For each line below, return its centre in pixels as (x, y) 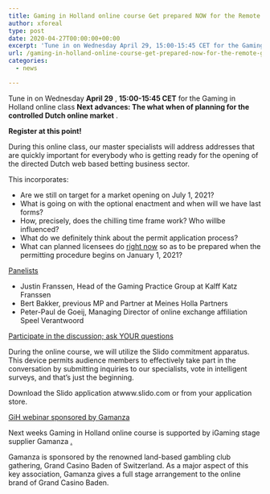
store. (18, 401)
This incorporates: (39, 179)
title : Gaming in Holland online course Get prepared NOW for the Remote (135, 16)
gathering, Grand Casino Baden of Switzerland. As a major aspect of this (129, 465)
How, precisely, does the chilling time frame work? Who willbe (123, 220)
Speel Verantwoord (52, 320)
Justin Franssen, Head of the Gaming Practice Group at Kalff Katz (129, 286)
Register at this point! (45, 131)
